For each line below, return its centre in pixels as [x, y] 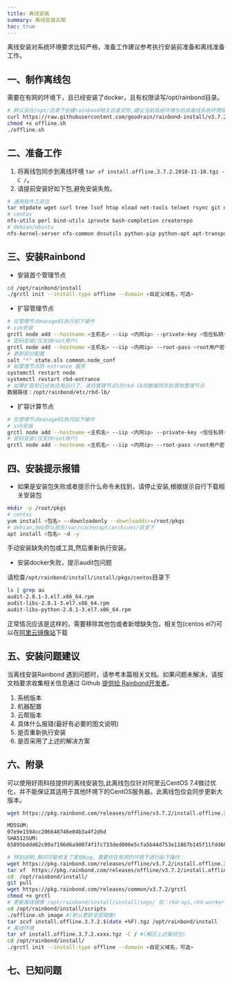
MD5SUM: [18, 826]
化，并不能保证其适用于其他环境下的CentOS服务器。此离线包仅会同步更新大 [115, 791]
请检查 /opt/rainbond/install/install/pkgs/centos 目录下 [89, 577]
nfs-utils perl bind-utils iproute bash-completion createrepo [100, 221]
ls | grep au [26, 591]
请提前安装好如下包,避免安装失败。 [66, 188]
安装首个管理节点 [41, 275]
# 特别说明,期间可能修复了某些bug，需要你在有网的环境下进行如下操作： [96, 857]
